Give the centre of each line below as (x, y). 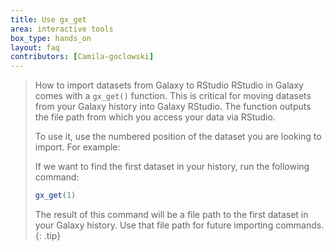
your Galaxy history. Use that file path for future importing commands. (179, 225)
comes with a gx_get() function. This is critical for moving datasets (173, 96)
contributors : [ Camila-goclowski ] (82, 57)
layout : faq (35, 47)
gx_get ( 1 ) (55, 196)
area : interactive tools (62, 29)
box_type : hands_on (51, 38)
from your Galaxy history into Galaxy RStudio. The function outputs (173, 107)
